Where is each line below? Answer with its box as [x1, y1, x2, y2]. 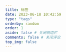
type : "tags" [5, 16, 32, 21]
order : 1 [5, 26, 23, 31]
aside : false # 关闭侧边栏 [5, 30, 57, 35]
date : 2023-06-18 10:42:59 [5, 12, 61, 17]
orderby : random [5, 21, 39, 26]
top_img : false [5, 40, 37, 45]
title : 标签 [5, 7, 28, 12]
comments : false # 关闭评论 [5, 35, 61, 40]
